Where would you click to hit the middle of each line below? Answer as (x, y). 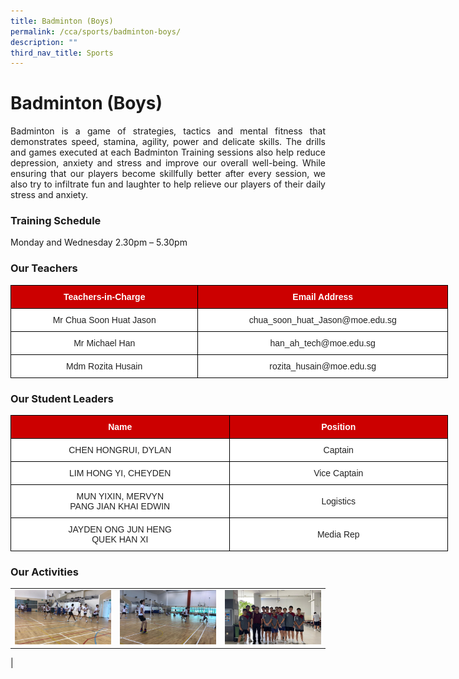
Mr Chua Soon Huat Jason (104, 319)
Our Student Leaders (62, 398)
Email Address (323, 296)
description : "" (44, 42)
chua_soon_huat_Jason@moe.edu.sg (322, 319)
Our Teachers (44, 268)
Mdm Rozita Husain (104, 366)
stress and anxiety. (49, 195)
